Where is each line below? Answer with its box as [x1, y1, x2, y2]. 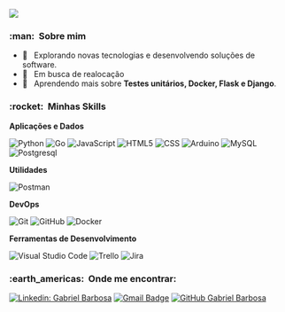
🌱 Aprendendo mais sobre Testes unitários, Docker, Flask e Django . [21, 78, 277, 89]
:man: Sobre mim [9, 29, 87, 42]
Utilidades [9, 164, 48, 175]
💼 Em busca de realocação [21, 69, 125, 80]
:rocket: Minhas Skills [9, 100, 106, 113]
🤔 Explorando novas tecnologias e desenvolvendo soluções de [21, 50, 256, 61]
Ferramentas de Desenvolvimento [9, 233, 137, 244]
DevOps [9, 199, 40, 209]
